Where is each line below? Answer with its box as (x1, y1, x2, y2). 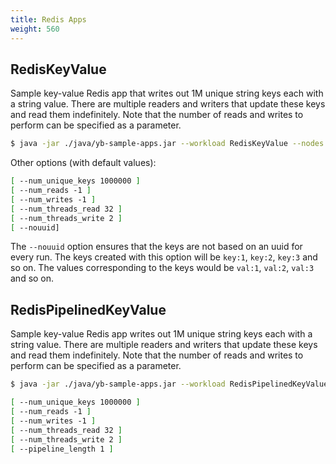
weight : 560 (10, 24, 60, 34)
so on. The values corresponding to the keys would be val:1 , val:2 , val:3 (10, 262, 315, 274)
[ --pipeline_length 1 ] (10, 444, 114, 454)
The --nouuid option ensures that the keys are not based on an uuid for (10, 241, 303, 253)
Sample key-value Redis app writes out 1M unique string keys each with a (10, 328, 313, 340)
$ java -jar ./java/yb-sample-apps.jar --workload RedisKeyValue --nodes (10, 139, 325, 149)
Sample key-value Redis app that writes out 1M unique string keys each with (10, 87, 324, 100)
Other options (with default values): (10, 157, 157, 169)
